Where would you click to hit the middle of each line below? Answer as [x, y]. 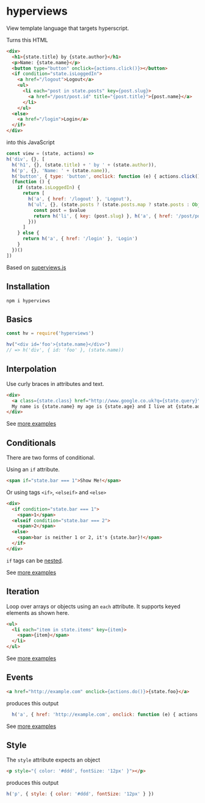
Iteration [23, 591]
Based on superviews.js [36, 267]
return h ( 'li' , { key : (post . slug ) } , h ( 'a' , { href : [103, 216]
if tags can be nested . [35, 561]
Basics [19, 319]
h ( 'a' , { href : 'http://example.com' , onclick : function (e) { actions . [106, 714]
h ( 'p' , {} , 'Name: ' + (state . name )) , [61, 170]
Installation [28, 287]
